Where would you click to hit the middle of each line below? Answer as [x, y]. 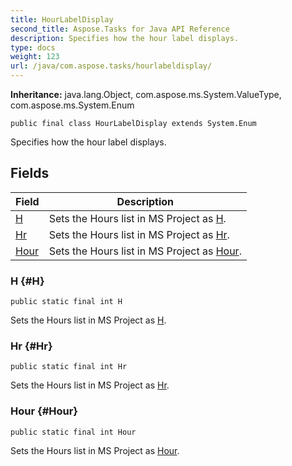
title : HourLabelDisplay [62, 19]
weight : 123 [35, 57]
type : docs [33, 47]
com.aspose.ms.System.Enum [72, 105]
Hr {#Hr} [31, 346]
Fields [30, 173]
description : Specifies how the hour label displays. [125, 38]
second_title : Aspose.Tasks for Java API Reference [120, 29]
